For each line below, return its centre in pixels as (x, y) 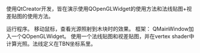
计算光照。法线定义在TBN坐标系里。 (51, 44)
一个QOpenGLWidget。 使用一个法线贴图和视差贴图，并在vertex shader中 (103, 36)
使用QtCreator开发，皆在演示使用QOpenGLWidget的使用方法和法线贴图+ (96, 9)
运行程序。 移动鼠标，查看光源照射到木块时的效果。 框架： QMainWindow (98, 29)
